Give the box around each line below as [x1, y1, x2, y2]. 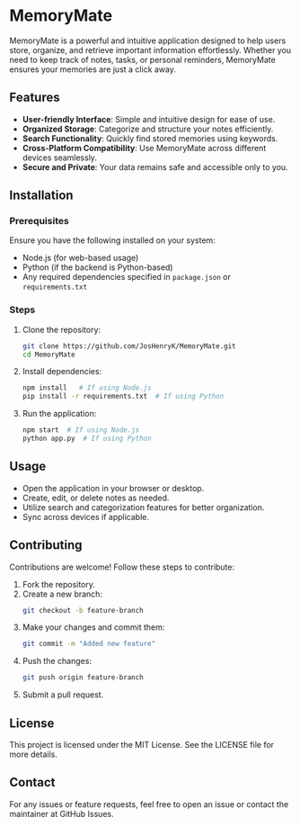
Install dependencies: [22, 366, 102, 377]
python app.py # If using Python [22, 434, 152, 444]
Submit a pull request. [22, 689, 104, 700]
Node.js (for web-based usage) [22, 253, 139, 264]
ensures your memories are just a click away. [9, 64, 177, 75]
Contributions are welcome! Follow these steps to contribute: [9, 561, 235, 572]
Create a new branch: [22, 588, 103, 599]
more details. [9, 749, 58, 760]
